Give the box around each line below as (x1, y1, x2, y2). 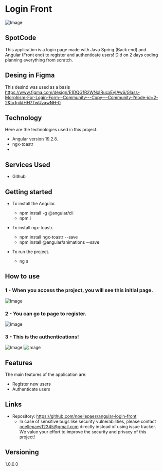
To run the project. (12, 249, 50, 255)
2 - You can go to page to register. (5, 310, 87, 317)
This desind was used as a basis (5, 84, 71, 90)
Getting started (5, 188, 53, 196)
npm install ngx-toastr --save (19, 234, 78, 240)
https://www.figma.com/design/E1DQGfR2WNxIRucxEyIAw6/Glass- (5, 89, 140, 95)
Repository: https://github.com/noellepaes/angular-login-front (12, 413, 137, 419)
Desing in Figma (5, 71, 55, 79)
